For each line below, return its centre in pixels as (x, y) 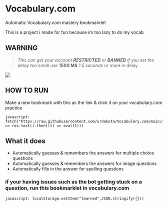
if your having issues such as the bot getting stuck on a (74, 182)
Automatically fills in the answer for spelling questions (68, 169)
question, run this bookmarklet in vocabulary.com (67, 188)
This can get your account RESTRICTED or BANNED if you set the (86, 60)
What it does (25, 141)
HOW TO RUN (27, 90)
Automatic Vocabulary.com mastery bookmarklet (55, 22)
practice (14, 107)
